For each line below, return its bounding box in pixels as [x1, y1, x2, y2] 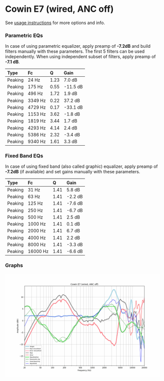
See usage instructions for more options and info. [5, 20, 106, 26]
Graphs [5, 262, 23, 269]
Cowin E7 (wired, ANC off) [5, 3, 114, 15]
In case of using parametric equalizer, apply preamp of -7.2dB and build [5, 43, 151, 49]
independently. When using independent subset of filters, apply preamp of [5, 54, 156, 60]
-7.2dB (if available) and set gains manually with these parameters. [5, 169, 140, 175]
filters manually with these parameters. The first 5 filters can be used [5, 48, 145, 55]
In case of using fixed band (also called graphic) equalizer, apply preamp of [5, 163, 158, 169]
